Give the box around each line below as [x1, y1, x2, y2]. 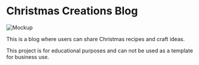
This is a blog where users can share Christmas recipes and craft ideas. [6, 35, 185, 42]
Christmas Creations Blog [6, 4, 138, 18]
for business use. [6, 53, 50, 60]
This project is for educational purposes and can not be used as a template [6, 47, 194, 54]
